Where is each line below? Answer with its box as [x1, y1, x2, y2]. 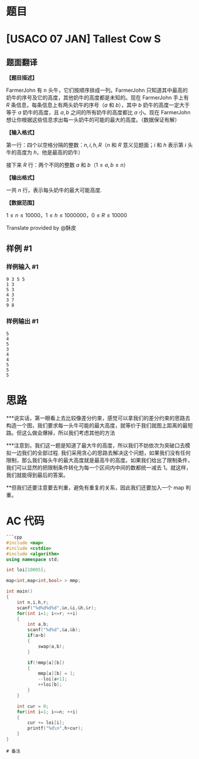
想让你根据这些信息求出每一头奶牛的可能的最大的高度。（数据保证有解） [6, 116, 180, 124]
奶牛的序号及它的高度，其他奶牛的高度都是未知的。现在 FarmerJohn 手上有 [6, 94, 189, 101]
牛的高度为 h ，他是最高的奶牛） [6, 149, 84, 156]
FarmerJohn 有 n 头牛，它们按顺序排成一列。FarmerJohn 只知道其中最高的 [6, 86, 188, 94]
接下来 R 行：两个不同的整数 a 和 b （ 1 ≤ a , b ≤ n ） [6, 162, 129, 169]
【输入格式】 [6, 129, 37, 136]
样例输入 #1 [6, 262, 38, 271]
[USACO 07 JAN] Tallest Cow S [6, 33, 161, 46]
